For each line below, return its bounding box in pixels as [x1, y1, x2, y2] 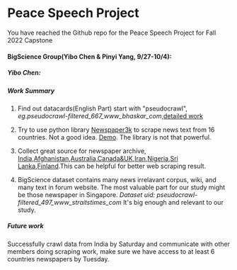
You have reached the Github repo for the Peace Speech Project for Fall [7, 28, 216, 37]
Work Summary [7, 86, 55, 95]
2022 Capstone [7, 35, 53, 44]
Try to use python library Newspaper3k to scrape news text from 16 [17, 125, 215, 134]
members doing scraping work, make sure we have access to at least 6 [7, 247, 215, 256]
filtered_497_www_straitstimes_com [17, 198, 122, 206]
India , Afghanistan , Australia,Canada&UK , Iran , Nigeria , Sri [17, 154, 178, 162]
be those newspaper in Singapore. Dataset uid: [17, 190, 156, 199]
